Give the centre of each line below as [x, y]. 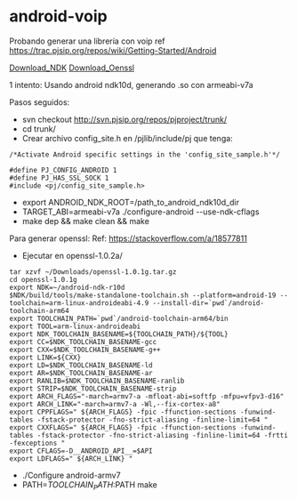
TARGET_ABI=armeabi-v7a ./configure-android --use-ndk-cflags [140, 212]
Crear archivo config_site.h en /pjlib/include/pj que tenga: [127, 138]
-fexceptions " [37, 443]
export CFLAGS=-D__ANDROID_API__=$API [81, 451]
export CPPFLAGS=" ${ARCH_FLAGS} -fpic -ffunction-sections [123, 412]
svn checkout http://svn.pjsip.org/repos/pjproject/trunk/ [124, 119]
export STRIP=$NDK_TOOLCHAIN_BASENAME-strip [93, 389]
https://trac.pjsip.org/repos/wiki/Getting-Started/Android [113, 50]
